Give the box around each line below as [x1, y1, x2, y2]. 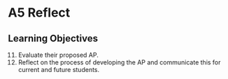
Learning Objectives [8, 33, 99, 44]
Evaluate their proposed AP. [17, 51, 99, 59]
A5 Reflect [8, 5, 71, 21]
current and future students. [17, 66, 100, 73]
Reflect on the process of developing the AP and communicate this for [17, 58, 221, 67]
